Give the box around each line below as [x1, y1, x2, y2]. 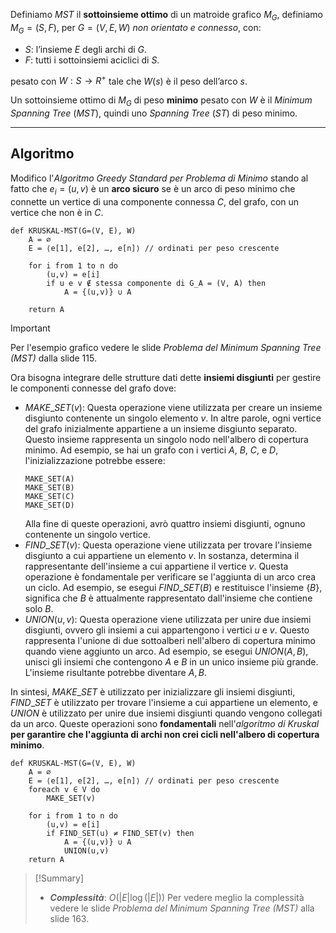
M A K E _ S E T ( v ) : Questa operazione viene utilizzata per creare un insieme [24, 401, 323, 413]
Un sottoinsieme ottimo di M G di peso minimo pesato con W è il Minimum [10, 94, 313, 109]
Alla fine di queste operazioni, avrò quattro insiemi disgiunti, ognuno [24, 517, 306, 529]
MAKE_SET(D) [24, 500, 75, 510]
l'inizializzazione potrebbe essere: [24, 454, 166, 466]
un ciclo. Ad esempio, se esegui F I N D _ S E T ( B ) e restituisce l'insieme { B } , [24, 581, 323, 593]
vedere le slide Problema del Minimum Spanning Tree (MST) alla [49, 902, 315, 914]
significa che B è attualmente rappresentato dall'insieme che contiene [24, 592, 313, 604]
